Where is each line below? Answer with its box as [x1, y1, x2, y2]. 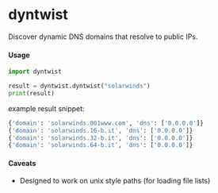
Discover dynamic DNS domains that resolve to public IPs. [8, 32, 198, 41]
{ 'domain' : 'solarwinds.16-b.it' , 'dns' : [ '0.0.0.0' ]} [8, 126, 193, 134]
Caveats [8, 158, 36, 168]
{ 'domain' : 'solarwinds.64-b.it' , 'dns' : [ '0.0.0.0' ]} [8, 141, 193, 149]
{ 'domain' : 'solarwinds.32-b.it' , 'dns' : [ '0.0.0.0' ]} [8, 133, 193, 142]
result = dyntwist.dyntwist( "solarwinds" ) [8, 82, 151, 91]
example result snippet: [8, 103, 85, 113]
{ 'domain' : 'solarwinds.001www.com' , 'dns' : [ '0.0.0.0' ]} [8, 119, 204, 127]
